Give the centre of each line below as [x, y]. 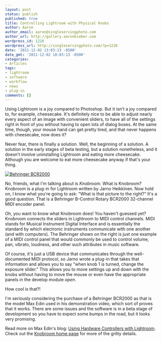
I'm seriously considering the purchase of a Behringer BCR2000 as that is [78, 298]
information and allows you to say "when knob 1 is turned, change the [74, 264]
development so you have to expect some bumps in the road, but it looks [78, 314]
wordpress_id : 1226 [25, 41]
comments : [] [18, 95]
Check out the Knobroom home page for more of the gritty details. [71, 334]
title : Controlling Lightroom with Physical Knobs [57, 23]
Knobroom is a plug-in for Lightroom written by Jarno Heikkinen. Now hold [79, 189]
